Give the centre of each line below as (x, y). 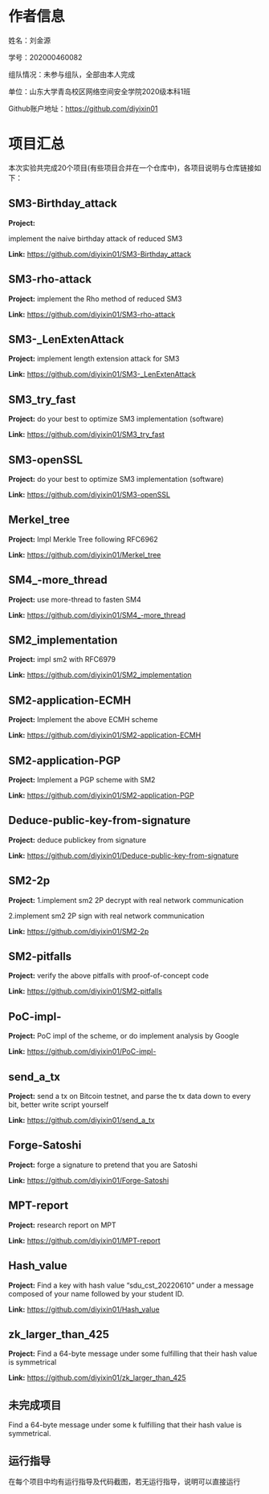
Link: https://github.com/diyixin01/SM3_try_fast (86, 435)
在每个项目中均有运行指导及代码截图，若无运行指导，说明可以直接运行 (124, 1481)
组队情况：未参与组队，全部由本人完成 (71, 74)
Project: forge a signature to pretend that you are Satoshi (103, 1165)
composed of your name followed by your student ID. (96, 1293)
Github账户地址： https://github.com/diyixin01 (83, 108)
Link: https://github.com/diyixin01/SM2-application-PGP (102, 795)
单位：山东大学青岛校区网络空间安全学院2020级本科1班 (100, 91)
